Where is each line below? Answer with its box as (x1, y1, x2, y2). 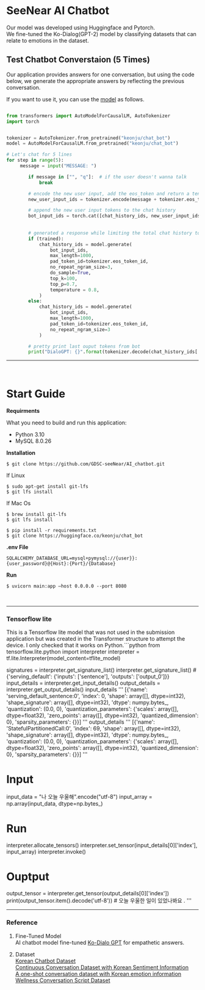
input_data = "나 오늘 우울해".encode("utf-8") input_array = (6, 793, 153, 801)
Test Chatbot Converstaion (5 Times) (6, 54, 151, 65)
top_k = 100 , (49, 275, 78, 282)
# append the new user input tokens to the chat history (28, 207, 176, 214)
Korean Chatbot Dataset (15, 957, 76, 964)
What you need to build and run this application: (6, 419, 127, 426)
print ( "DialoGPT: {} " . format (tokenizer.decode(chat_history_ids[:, (28, 349, 203, 355)
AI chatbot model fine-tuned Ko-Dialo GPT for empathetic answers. (15, 939, 185, 946)
